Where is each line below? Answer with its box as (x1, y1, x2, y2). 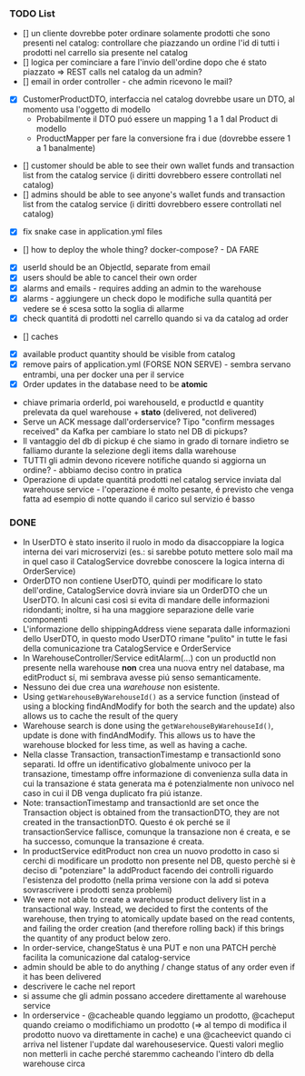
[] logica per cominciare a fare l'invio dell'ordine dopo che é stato (22, 57, 268, 68)
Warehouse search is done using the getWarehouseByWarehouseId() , (22, 721, 274, 732)
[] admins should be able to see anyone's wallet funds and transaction (22, 189, 286, 200)
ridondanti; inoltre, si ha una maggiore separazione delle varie (22, 604, 254, 615)
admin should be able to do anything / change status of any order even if (22, 961, 295, 972)
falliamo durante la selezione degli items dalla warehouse (22, 444, 237, 456)
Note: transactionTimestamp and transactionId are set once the (22, 798, 260, 809)
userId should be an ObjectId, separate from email (22, 262, 211, 273)
